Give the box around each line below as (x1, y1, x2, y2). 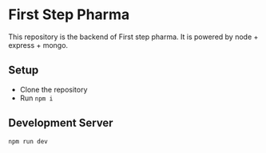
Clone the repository (19, 84, 88, 94)
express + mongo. (8, 40, 69, 49)
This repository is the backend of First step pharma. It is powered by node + (8, 32, 259, 41)
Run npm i (19, 93, 54, 103)
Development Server (8, 116, 113, 130)
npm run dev (8, 137, 48, 145)
